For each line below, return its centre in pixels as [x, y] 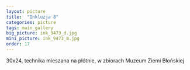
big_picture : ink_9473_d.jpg [42, 33]
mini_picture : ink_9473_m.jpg [43, 38]
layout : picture [26, 11]
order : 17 [18, 44]
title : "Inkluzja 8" [32, 17]
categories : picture [31, 22]
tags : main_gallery [30, 28]
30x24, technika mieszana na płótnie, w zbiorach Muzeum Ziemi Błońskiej [95, 60]
